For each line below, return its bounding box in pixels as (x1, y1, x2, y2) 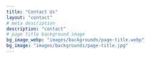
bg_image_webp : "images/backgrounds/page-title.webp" (6, 37, 145, 43)
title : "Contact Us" (6, 8, 59, 15)
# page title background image (6, 31, 85, 37)
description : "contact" (6, 25, 67, 32)
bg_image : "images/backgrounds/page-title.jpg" (6, 43, 129, 49)
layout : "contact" (6, 14, 53, 21)
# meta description (6, 20, 56, 26)
